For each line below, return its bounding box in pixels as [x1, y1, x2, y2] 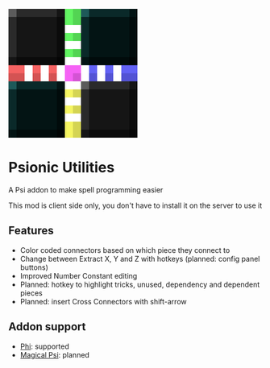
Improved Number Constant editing [19, 271, 138, 280]
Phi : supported [19, 341, 70, 351]
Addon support [8, 320, 86, 334]
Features [8, 224, 54, 238]
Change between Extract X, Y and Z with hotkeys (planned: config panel [19, 254, 260, 263]
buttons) [19, 263, 48, 272]
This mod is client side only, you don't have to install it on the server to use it [8, 201, 263, 210]
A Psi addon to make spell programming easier [8, 184, 164, 194]
